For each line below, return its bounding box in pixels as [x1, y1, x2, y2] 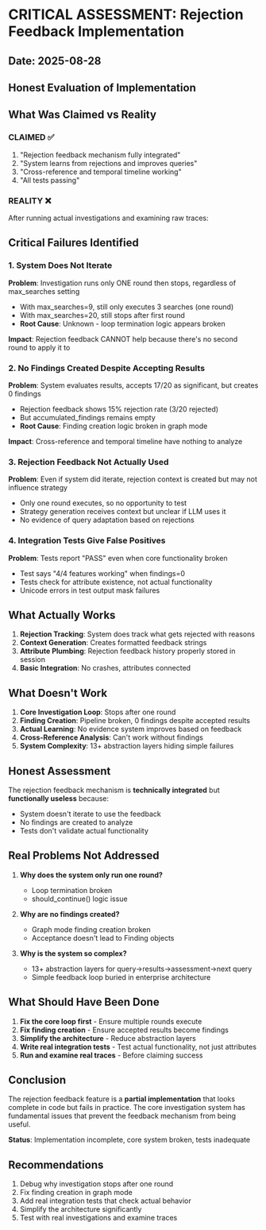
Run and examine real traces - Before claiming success [19, 1050, 203, 1060]
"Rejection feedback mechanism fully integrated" [19, 149, 181, 160]
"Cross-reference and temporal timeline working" [19, 167, 182, 176]
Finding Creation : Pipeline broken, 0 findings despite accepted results [19, 716, 250, 725]
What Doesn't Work [8, 686, 108, 700]
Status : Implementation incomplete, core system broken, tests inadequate [8, 1135, 251, 1145]
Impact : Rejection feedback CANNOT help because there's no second [8, 334, 238, 343]
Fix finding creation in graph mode [19, 1188, 133, 1197]
